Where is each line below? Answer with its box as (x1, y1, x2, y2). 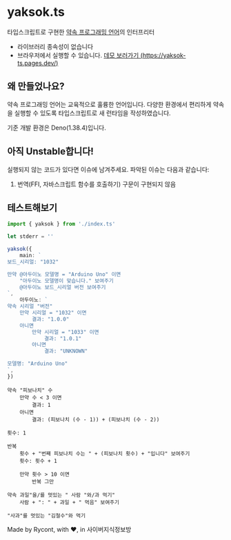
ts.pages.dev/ (17, 59, 57, 67)
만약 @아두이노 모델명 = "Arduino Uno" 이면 (7, 270, 121, 278)
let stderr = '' (7, 233, 54, 240)
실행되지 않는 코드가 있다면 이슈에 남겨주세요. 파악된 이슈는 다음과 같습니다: (7, 165, 210, 173)
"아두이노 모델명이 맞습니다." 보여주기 (19, 277, 114, 284)
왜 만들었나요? (7, 81, 65, 92)
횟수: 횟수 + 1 (19, 457, 57, 464)
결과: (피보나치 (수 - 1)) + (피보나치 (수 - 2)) (32, 416, 160, 423)
